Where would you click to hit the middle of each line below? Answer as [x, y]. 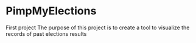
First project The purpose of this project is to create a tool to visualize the [98, 27]
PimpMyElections [51, 11]
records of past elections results [46, 33]
